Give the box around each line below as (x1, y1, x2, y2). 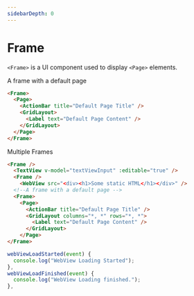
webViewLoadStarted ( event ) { (7, 250, 91, 257)
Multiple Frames (7, 147, 53, 156)
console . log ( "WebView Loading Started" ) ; (13, 257, 135, 264)
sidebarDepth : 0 (7, 10, 54, 17)
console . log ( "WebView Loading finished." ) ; (13, 277, 141, 284)
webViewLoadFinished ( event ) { (7, 270, 95, 277)
